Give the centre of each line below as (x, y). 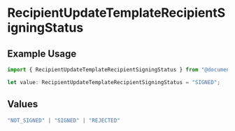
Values (23, 104)
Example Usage (42, 54)
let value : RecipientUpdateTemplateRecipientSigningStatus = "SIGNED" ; (114, 82)
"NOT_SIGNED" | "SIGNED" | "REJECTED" (64, 120)
